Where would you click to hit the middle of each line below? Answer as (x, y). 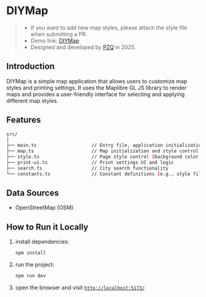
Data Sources (33, 193)
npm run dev (30, 276)
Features (24, 120)
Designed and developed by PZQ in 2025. (83, 47)
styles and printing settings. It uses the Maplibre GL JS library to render (97, 88)
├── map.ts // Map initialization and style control (103, 151)
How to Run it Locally (48, 227)
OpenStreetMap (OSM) (44, 208)
